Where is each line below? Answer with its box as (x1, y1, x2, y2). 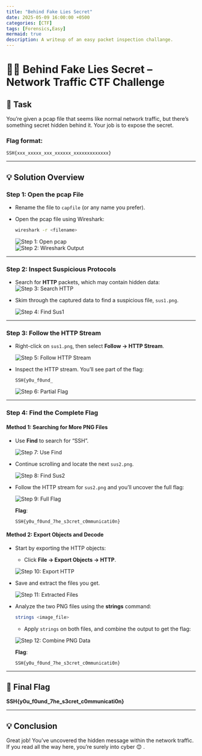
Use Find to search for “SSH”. (14, 437, 89, 444)
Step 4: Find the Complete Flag (6, 409, 98, 417)
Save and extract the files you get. (14, 579, 100, 587)
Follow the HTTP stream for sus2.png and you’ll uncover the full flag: (14, 483, 185, 490)
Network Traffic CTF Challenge (6, 76, 165, 89)
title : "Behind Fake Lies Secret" (6, 8, 93, 15)
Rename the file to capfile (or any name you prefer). (14, 204, 145, 211)
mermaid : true (6, 31, 42, 37)
